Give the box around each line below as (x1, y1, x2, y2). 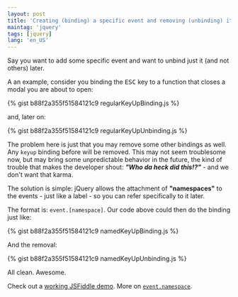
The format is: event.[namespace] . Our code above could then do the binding (7, 205, 231, 214)
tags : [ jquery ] (7, 30, 52, 38)
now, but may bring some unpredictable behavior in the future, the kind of (7, 156, 223, 164)
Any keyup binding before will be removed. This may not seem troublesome (7, 148, 226, 156)
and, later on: (7, 113, 46, 121)
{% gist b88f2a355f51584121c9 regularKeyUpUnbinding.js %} (7, 126, 188, 135)
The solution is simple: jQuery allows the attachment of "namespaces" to (7, 184, 223, 193)
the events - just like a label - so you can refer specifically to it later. (7, 192, 205, 200)
